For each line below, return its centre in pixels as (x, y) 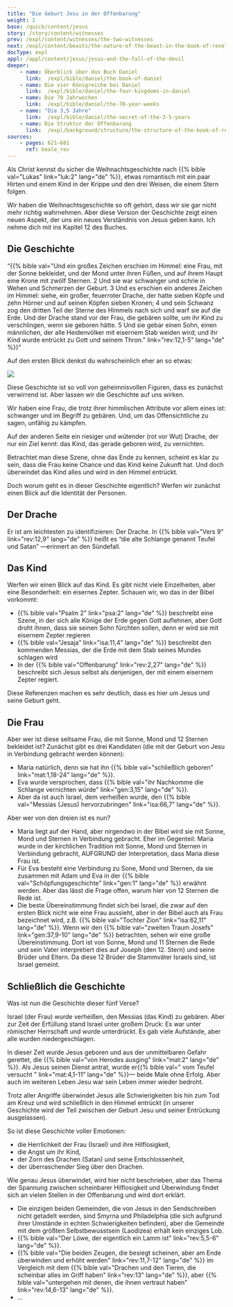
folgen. (17, 191)
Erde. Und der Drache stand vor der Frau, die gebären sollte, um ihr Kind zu (115, 317)
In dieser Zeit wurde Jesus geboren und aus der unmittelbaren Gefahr (107, 1052)
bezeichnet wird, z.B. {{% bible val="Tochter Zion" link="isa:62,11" (112, 920)
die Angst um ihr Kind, (49, 1152)
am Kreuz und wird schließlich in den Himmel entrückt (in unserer (101, 1103)
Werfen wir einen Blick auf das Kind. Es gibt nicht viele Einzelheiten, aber (112, 585)
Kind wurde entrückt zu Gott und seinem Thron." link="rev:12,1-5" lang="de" (116, 340)
